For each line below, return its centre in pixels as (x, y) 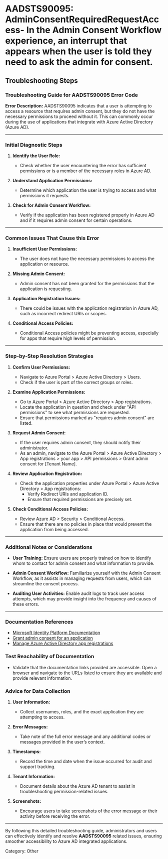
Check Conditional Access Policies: (50, 509)
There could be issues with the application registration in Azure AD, (89, 308)
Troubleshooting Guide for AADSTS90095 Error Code (72, 95)
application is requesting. (46, 289)
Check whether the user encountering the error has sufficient (83, 166)
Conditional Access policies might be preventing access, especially (89, 333)
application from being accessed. (54, 529)
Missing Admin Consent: (38, 274)
